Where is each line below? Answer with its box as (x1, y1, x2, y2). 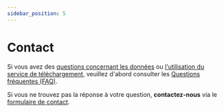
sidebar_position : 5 (7, 10, 67, 17)
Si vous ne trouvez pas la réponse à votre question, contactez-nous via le (7, 90, 218, 98)
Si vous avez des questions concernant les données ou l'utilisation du (7, 63, 205, 71)
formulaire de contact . (7, 98, 70, 106)
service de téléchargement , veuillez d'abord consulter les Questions (7, 69, 201, 78)
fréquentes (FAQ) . (7, 77, 58, 85)
